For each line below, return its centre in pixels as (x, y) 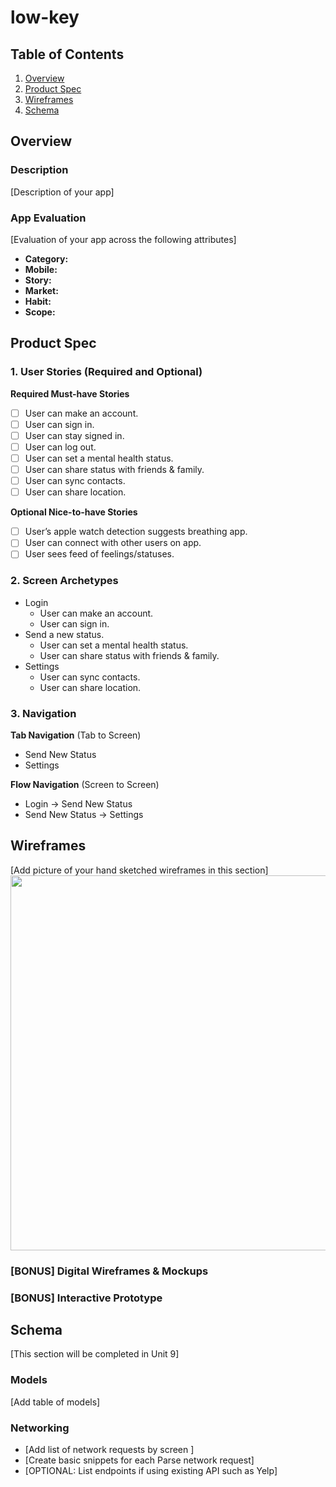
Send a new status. (64, 634)
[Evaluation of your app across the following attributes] (123, 239)
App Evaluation (48, 218)
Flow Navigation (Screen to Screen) (85, 784)
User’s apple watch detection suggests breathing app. (136, 532)
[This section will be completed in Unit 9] (95, 1354)
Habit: (38, 301)
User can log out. (60, 447)
